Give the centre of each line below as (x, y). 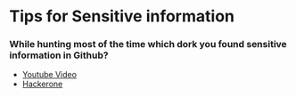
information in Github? (59, 55)
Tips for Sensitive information (122, 16)
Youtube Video (49, 75)
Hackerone (42, 84)
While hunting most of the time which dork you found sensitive (148, 44)
